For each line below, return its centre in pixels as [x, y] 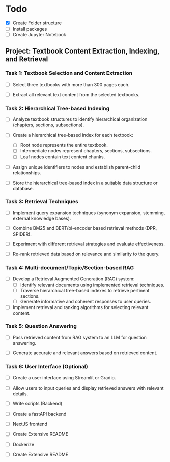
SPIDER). [22, 234]
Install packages [30, 29]
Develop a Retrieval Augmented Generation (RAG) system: [74, 279]
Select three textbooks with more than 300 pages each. [71, 84]
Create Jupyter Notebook [39, 35]
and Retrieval [27, 59]
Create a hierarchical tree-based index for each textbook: [73, 135]
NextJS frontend [30, 424]
